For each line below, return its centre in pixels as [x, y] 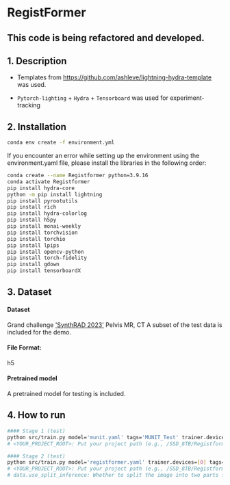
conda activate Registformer [49, 182]
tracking [29, 105]
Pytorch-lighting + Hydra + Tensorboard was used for [93, 98]
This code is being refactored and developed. [106, 38]
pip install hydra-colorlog [47, 213]
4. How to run [36, 415]
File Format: [25, 348]
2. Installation [37, 127]
